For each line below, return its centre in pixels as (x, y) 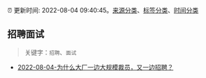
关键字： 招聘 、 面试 (50, 52)
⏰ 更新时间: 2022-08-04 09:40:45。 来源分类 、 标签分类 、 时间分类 (103, 10)
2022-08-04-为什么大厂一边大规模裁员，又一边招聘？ (95, 67)
